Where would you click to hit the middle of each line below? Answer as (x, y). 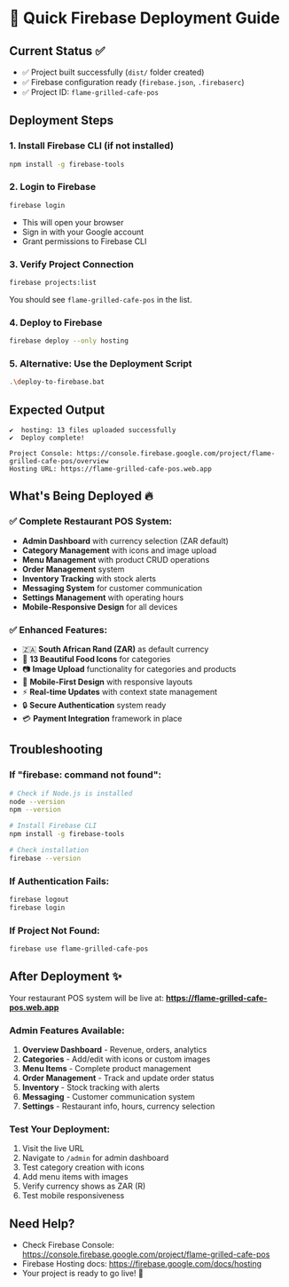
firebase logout (39, 900)
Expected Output (57, 410)
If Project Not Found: (55, 930)
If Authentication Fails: (59, 880)
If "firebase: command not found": (86, 775)
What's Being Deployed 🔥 (81, 496)
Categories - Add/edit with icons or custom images (116, 1059)
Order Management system (73, 569)
